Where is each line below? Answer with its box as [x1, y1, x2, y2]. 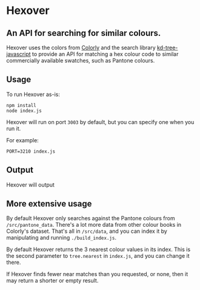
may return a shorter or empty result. [6, 277, 99, 285]
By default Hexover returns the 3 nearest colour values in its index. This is [6, 246, 191, 253]
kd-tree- [156, 44, 178, 51]
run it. [6, 125, 21, 132]
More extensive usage [6, 199, 92, 209]
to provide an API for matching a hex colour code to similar [32, 50, 179, 58]
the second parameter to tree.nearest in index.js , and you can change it [6, 252, 190, 260]
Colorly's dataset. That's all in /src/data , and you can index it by [6, 227, 168, 235]
